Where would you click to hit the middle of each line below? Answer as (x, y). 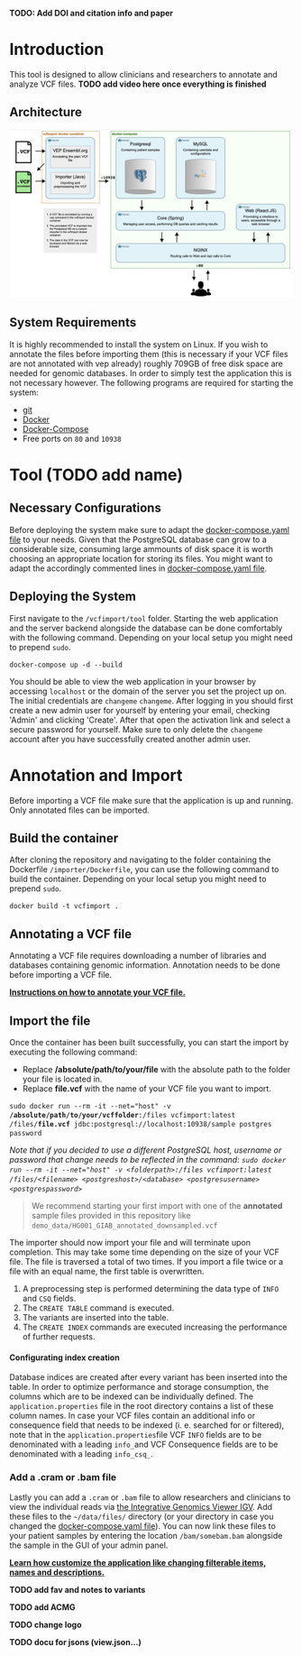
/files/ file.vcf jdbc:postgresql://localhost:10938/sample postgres (141, 1125)
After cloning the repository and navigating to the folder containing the (140, 860)
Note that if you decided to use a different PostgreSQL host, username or (146, 1150)
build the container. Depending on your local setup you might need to (138, 879)
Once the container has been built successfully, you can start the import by (149, 1043)
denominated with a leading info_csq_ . (81, 1454)
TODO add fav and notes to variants (78, 1589)
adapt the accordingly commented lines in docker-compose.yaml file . (138, 568)
